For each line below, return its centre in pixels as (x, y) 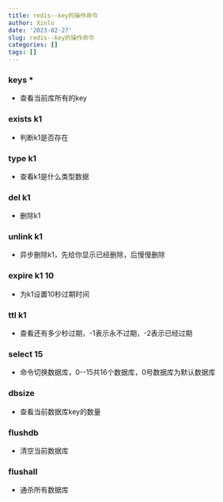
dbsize (22, 394)
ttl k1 (17, 315)
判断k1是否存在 (44, 137)
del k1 (19, 197)
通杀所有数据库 (44, 490)
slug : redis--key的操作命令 (51, 38)
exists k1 (25, 119)
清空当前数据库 (44, 451)
